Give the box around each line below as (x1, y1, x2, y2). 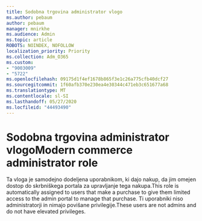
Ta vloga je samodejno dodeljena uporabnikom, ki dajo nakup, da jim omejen (6, 176, 197, 183)
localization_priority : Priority (6, 48, 90, 54)
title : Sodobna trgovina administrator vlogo (6, 8, 122, 15)
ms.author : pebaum (6, 14, 52, 21)
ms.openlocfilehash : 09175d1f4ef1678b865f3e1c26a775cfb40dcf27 (6, 76, 169, 82)
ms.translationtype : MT (6, 88, 66, 94)
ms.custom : (6, 59, 34, 65)
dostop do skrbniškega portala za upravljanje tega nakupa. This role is (6, 182, 179, 190)
